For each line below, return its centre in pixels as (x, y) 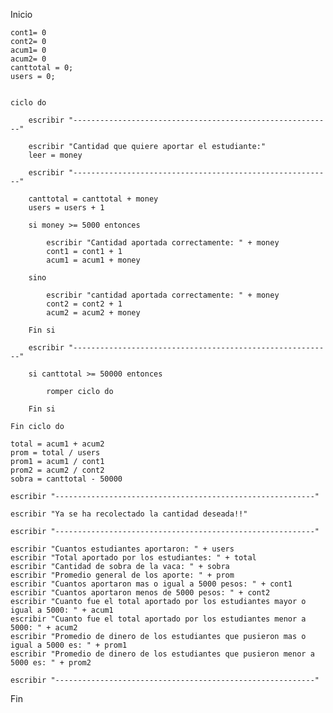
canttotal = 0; (42, 68)
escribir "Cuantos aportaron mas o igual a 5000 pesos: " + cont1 (151, 584)
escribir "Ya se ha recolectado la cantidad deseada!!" (129, 514)
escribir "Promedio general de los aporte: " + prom (122, 575)
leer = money (55, 155)
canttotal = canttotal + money (93, 199)
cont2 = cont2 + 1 (84, 304)
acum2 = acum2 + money (93, 313)
